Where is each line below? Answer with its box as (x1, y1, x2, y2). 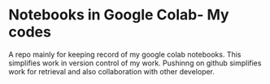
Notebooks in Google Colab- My (8, 6, 229, 24)
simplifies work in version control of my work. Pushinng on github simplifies (8, 58, 262, 68)
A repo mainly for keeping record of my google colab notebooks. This (8, 49, 242, 59)
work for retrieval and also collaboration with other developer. (8, 66, 216, 76)
